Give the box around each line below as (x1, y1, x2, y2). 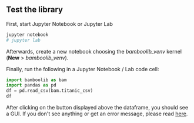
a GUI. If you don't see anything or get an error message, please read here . (6, 110, 188, 117)
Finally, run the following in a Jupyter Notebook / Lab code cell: (6, 65, 160, 72)
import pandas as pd (6, 82, 57, 88)
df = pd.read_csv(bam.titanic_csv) (6, 88, 93, 94)
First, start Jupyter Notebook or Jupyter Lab (6, 20, 113, 27)
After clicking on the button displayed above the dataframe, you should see (6, 104, 189, 111)
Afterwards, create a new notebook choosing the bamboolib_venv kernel (6, 48, 182, 55)
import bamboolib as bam (6, 77, 67, 83)
